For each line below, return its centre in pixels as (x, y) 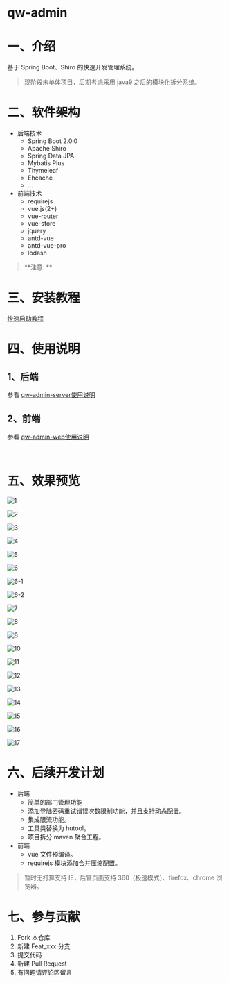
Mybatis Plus (46, 163)
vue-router (43, 216)
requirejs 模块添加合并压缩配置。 (74, 863)
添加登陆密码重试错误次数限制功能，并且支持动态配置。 (106, 811)
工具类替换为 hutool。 (58, 828)
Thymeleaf (43, 171)
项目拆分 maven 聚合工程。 (66, 837)
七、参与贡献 (44, 917)
